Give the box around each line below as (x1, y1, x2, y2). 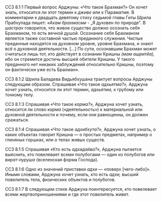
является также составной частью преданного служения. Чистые (5, 35, 143, 41)
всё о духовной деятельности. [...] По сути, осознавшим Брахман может (5, 46, 157, 51)
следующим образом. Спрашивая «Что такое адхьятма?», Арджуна (5, 81, 148, 87)
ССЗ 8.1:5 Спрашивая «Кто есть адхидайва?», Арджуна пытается (5, 147, 142, 152)
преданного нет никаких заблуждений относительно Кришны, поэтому (5, 61, 154, 67)
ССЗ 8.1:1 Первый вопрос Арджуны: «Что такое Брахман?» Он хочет (5, 4, 148, 10)
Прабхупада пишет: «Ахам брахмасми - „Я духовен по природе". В (5, 20, 146, 25)
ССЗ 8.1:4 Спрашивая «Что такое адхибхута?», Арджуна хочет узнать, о (5, 126, 156, 132)
